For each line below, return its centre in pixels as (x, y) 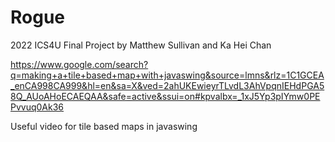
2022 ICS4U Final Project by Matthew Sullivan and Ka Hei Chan (141, 45)
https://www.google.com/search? (79, 64)
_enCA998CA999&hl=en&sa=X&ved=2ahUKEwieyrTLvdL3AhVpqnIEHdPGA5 (167, 85)
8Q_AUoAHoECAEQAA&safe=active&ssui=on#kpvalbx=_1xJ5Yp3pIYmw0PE (165, 96)
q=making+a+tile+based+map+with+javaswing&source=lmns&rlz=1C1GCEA (167, 75)
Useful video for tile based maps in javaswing (104, 126)
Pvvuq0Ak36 (37, 107)
